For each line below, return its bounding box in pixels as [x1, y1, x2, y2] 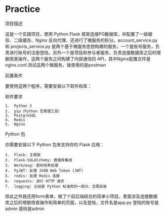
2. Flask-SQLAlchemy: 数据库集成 [5, 158, 73, 162]
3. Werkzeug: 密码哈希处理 [5, 162, 58, 168]
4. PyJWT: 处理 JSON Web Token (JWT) [5, 168, 83, 173]
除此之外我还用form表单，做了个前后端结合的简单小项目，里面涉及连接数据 [5, 193, 158, 199]
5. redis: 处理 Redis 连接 [5, 173, 60, 178]
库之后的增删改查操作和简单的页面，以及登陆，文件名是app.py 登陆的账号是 [5, 199, 159, 205]
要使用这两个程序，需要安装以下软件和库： [5, 83, 92, 89]
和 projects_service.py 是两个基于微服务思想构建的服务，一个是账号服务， [5, 43, 156, 49]
